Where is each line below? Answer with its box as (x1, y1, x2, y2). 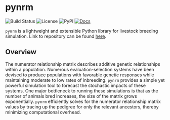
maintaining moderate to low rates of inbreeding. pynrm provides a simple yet (5, 77, 165, 83)
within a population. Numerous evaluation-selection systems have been (5, 66, 154, 72)
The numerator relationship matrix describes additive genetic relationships (5, 61, 160, 67)
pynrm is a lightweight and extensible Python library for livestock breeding (5, 28, 158, 34)
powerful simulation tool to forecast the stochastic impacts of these (5, 82, 146, 88)
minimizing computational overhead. (5, 109, 81, 115)
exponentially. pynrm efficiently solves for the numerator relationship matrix (5, 98, 161, 104)
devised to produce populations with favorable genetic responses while (5, 72, 154, 78)
